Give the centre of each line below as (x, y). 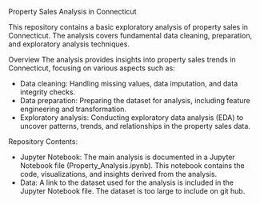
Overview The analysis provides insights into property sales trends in (122, 60)
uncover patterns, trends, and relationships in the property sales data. (135, 126)
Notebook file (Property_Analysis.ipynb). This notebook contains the (132, 166)
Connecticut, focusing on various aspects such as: (92, 68)
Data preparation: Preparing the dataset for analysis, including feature (135, 100)
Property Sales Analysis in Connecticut (72, 12)
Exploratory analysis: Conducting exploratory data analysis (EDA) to (132, 118)
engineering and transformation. (73, 109)
